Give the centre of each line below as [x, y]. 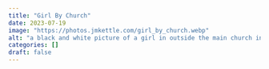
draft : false [30, 52]
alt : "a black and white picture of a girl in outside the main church [130, 38]
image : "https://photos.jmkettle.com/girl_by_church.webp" [109, 30]
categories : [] [34, 45]
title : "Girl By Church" [50, 15]
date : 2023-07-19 [37, 23]
